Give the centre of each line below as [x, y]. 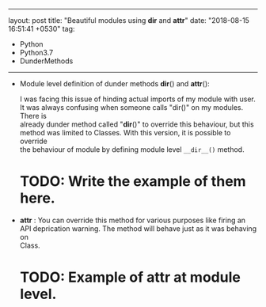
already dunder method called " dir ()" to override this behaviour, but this [137, 124]
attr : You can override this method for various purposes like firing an [133, 220]
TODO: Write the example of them [133, 182]
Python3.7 [36, 53]
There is [33, 116]
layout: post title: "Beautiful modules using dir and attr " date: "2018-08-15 [129, 20]
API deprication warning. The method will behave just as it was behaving [138, 228]
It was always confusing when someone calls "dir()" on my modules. [131, 107]
